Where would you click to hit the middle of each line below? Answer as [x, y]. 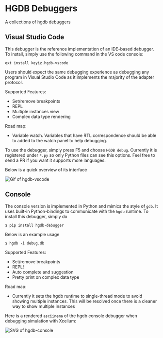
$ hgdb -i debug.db [25, 243]
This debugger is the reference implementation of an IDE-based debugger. [80, 49]
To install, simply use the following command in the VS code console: [74, 54]
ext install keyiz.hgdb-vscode [37, 63]
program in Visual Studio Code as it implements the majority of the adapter [80, 77]
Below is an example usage [32, 234]
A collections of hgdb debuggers [38, 22]
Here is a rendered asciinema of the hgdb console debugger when [71, 316]
